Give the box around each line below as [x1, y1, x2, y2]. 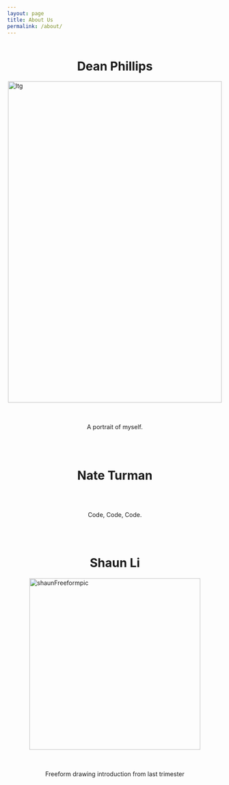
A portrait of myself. [86, 423, 144, 431]
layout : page [7, 10, 44, 17]
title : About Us [7, 16, 53, 23]
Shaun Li [90, 555, 140, 571]
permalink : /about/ [7, 23, 63, 29]
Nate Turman [77, 468, 152, 483]
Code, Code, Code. [87, 511, 142, 519]
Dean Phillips [77, 58, 153, 74]
